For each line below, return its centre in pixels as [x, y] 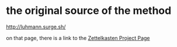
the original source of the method [89, 11]
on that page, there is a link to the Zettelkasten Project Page [78, 38]
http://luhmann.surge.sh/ [36, 27]
